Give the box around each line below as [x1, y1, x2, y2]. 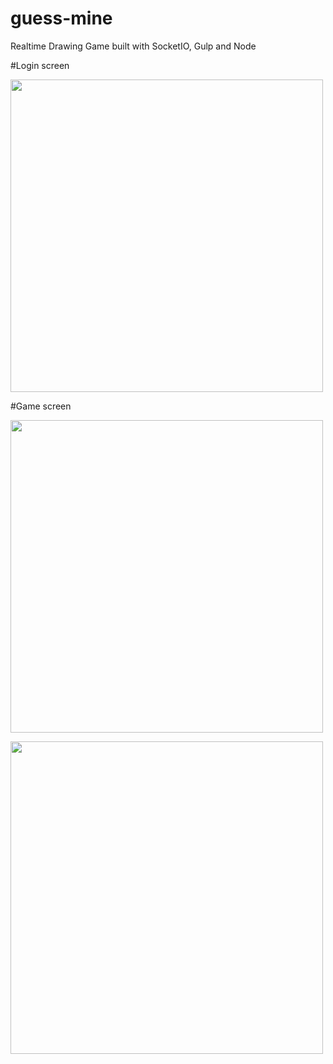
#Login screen [10, 59, 70, 71]
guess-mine [10, 7, 113, 30]
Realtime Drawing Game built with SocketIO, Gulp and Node [10, 40, 257, 52]
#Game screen [10, 400, 72, 412]
